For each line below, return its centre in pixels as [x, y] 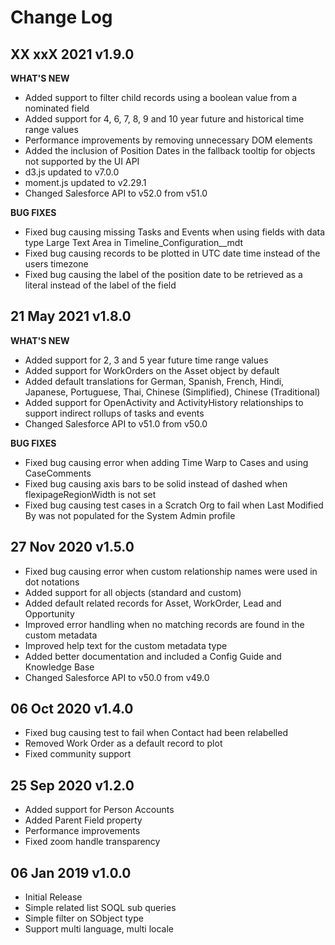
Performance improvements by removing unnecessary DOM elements [168, 140]
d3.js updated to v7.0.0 [72, 172]
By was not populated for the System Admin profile [130, 515]
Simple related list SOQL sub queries [100, 908]
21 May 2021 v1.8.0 [71, 316]
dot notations [52, 582]
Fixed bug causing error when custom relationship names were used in [171, 571]
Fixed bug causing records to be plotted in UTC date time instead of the [172, 253]
